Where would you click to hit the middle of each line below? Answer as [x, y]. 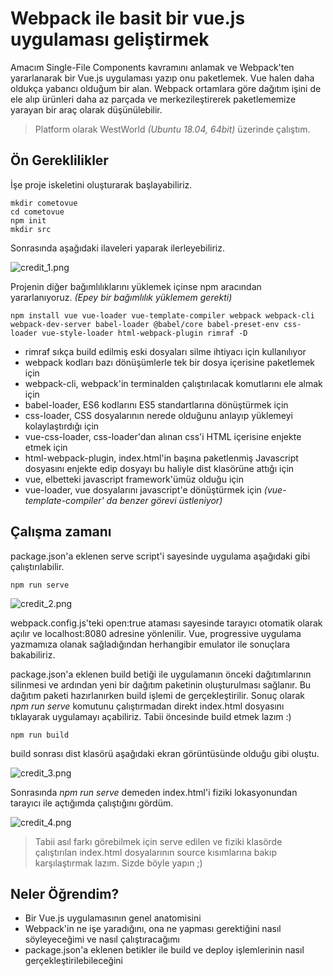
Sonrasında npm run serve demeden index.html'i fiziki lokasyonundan [154, 792]
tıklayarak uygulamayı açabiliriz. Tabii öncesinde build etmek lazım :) [151, 716]
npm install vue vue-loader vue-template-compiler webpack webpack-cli [162, 315]
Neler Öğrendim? [65, 893]
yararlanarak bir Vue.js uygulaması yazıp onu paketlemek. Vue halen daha [162, 78]
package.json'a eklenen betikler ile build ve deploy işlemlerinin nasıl [164, 950]
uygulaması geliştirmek [110, 39]
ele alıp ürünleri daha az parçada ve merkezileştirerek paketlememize [153, 99]
